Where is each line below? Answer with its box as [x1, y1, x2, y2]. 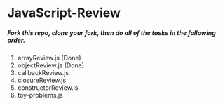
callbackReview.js [17, 69, 69, 77]
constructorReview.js [17, 84, 79, 92]
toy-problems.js [17, 91, 63, 100]
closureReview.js [17, 76, 67, 85]
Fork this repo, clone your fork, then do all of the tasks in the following [7, 28, 216, 37]
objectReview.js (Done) [17, 61, 85, 69]
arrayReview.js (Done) [17, 54, 82, 62]
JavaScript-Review [7, 5, 121, 21]
